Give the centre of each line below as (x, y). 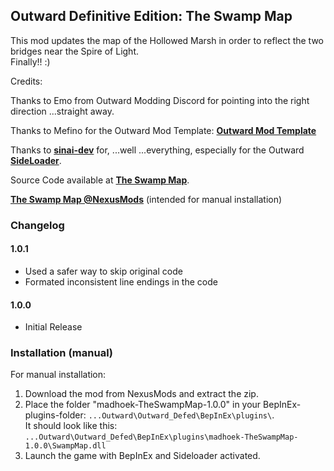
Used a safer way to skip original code (103, 271)
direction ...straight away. (62, 111)
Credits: (26, 81)
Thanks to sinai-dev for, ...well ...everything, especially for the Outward (157, 150)
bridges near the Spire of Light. (74, 51)
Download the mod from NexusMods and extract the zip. (141, 394)
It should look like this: (71, 426)
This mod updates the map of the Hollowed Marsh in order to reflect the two (167, 40)
